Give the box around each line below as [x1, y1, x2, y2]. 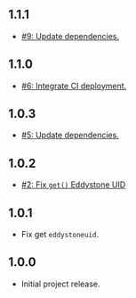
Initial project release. [20, 278, 100, 289]
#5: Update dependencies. [20, 129, 119, 141]
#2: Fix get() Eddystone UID [20, 179, 126, 190]
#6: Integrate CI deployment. [20, 80, 127, 91]
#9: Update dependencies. [20, 30, 120, 41]
